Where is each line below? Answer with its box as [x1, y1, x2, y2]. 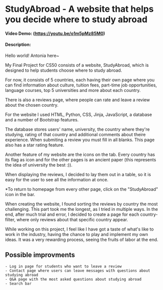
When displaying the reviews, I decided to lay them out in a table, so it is [5, 171, 151, 177]
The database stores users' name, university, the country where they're [5, 126, 150, 132]
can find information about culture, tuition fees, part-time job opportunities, [5, 82, 157, 88]
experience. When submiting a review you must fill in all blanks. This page [5, 137, 155, 143]
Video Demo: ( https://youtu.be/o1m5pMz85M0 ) [5, 30, 106, 36]
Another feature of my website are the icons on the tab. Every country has [5, 151, 155, 157]
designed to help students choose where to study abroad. [5, 67, 122, 73]
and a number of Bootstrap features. [5, 116, 79, 122]
